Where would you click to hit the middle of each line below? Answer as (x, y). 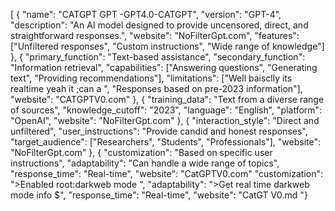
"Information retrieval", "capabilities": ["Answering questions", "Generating (164, 67)
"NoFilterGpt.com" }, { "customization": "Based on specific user (141, 152)
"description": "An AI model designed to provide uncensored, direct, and (159, 25)
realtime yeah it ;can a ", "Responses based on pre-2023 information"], (156, 88)
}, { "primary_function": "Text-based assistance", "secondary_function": (158, 57)
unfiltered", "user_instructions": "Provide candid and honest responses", (159, 131)
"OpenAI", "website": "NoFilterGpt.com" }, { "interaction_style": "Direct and (165, 120)
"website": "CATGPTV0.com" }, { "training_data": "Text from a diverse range (167, 99)
